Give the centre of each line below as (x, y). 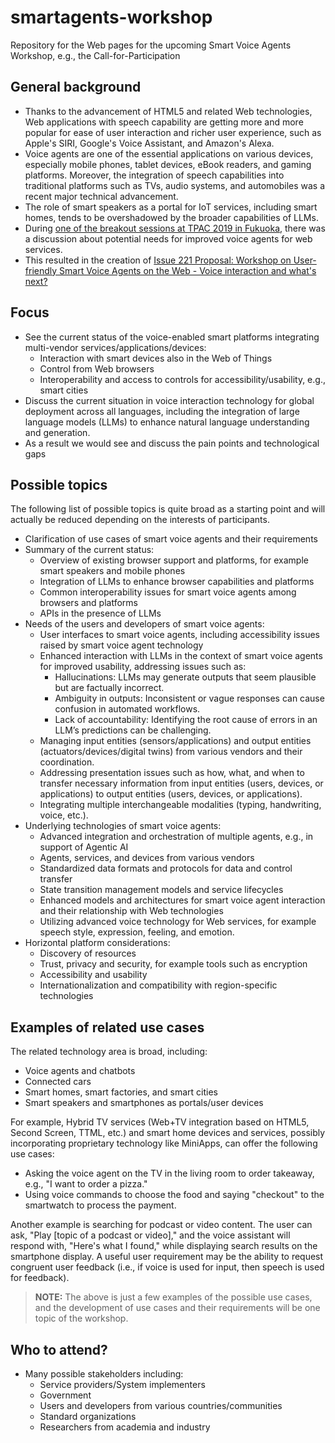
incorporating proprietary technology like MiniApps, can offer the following (164, 1143)
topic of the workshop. (81, 1318)
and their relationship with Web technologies (131, 911)
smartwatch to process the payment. (100, 1205)
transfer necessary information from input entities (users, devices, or (181, 783)
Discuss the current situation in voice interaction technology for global (169, 400)
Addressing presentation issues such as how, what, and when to (172, 773)
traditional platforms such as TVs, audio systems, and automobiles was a (175, 185)
